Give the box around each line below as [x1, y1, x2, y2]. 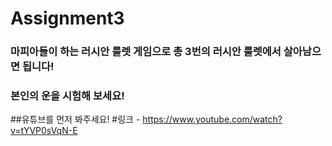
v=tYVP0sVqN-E [10, 125, 78, 137]
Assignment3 [10, 7, 125, 30]
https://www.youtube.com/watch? [142, 113, 283, 126]
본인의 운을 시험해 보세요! [10, 89, 125, 103]
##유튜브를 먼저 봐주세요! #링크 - [10, 113, 141, 126]
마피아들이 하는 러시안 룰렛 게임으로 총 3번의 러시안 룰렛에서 [10, 45, 282, 59]
